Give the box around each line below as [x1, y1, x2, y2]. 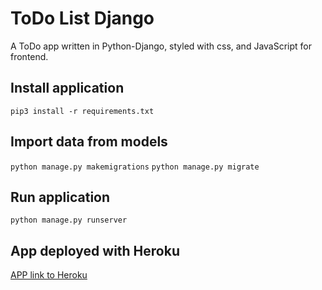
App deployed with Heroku [10, 242, 180, 259]
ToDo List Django [10, 7, 155, 30]
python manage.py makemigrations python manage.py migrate [10, 162, 260, 172]
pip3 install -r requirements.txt [10, 106, 155, 116]
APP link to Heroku [10, 269, 88, 281]
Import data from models [10, 133, 168, 151]
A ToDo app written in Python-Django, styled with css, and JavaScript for [10, 40, 313, 52]
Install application [10, 80, 125, 97]
